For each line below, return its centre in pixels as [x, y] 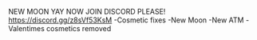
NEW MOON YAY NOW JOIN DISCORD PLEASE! [87, 12]
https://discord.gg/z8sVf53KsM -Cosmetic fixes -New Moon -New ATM [127, 20]
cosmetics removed [79, 28]
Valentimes [27, 28]
